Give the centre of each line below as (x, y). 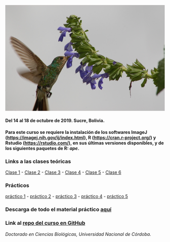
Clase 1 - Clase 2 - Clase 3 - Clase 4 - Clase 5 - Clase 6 (63, 172)
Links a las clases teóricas (38, 161)
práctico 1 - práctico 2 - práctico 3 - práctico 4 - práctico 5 (67, 197)
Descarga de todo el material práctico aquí (58, 210)
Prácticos (17, 185)
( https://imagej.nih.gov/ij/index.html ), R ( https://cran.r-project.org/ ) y (81, 137)
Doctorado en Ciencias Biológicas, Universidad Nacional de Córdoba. (78, 234)
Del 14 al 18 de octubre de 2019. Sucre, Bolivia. (55, 121)
